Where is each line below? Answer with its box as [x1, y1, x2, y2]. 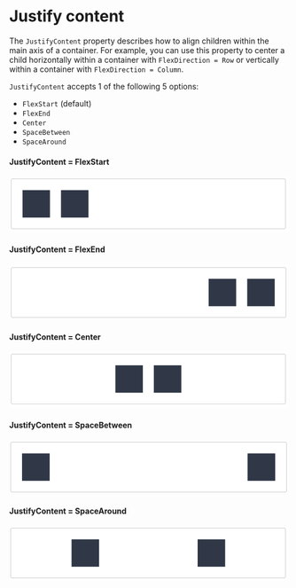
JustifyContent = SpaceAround [9, 506, 127, 516]
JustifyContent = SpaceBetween [9, 419, 133, 430]
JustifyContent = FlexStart [9, 156, 110, 167]
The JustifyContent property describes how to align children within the [9, 35, 269, 46]
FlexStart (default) [21, 98, 92, 108]
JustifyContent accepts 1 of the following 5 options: [9, 81, 199, 91]
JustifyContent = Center [9, 331, 102, 342]
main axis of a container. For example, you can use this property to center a [9, 44, 285, 55]
